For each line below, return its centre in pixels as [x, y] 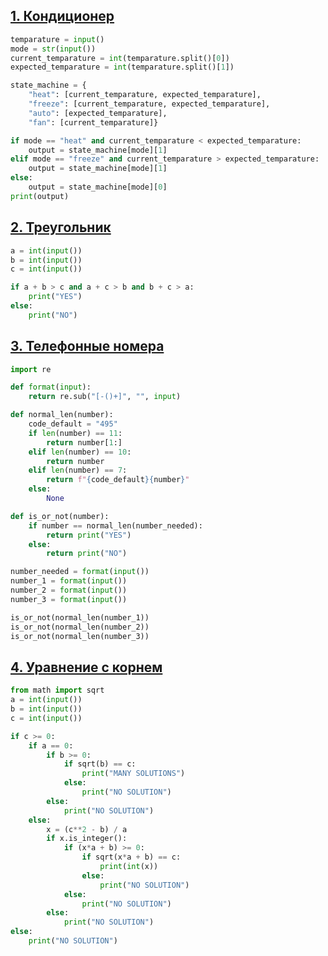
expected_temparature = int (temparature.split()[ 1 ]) [122, 67]
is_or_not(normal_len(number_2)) [80, 627]
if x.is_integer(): [87, 839]
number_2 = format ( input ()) [69, 590]
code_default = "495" [73, 424]
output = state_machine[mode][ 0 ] [98, 187]
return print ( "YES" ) [89, 535]
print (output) [40, 196]
